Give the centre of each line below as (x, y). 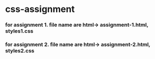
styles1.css (19, 31)
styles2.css (20, 51)
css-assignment (40, 9)
